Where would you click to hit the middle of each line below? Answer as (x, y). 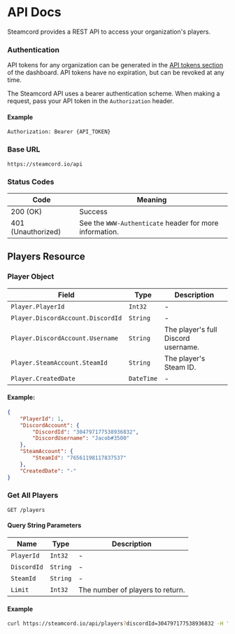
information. (99, 232)
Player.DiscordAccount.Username (65, 338)
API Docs (34, 12)
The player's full (191, 329)
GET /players (26, 510)
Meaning (152, 200)
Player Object (31, 276)
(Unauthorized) (36, 232)
